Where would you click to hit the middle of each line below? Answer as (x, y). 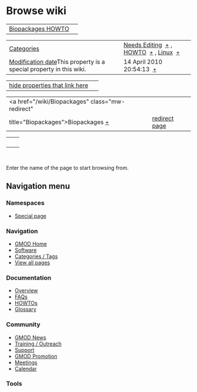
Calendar (26, 368)
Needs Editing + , (148, 45)
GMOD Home (30, 244)
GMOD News (30, 337)
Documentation (29, 277)
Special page (30, 216)
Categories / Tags (36, 256)
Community (23, 324)
